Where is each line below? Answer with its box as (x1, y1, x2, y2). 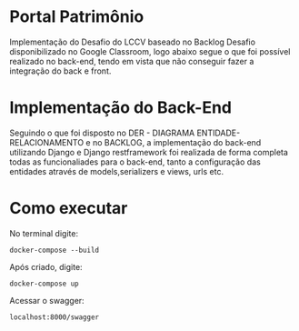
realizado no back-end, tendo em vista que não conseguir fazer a (9, 55, 254, 66)
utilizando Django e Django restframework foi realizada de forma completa (9, 146, 289, 157)
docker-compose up (9, 279, 79, 288)
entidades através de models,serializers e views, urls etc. (9, 165, 224, 176)
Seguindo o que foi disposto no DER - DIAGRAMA (9, 127, 195, 138)
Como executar (9, 198, 128, 219)
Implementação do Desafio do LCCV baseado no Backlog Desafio (9, 36, 256, 47)
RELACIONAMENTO (9, 136, 85, 147)
